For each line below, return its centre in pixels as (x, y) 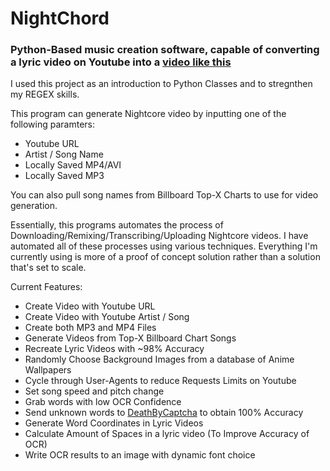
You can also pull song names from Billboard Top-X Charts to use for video (164, 195)
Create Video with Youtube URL (90, 306)
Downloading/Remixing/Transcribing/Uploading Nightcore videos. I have (159, 236)
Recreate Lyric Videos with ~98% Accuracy (114, 349)
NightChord (60, 18)
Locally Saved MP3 (64, 176)
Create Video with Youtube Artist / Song (107, 317)
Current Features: (46, 287)
